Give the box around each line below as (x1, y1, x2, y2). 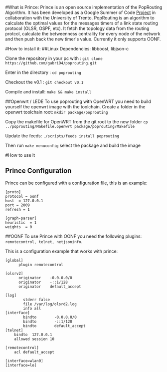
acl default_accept (14, 350, 55, 355)
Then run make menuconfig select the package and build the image (5, 142, 141, 148)
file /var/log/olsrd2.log (23, 302, 77, 307)
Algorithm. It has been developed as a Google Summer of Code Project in (5, 9, 156, 15)
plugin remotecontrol (18, 262, 64, 267)
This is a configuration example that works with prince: (5, 248, 118, 254)
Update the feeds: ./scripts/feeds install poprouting (5, 133, 120, 139)
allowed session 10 (14, 337, 55, 342)
